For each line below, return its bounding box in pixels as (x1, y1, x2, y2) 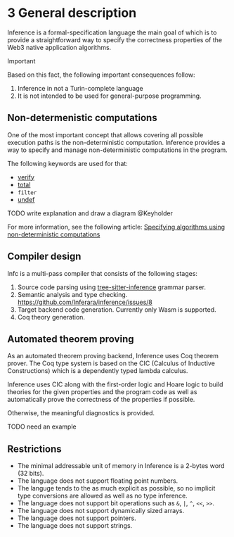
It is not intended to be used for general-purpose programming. (17, 91, 202, 100)
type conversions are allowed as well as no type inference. (17, 491, 188, 500)
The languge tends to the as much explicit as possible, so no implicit (17, 484, 216, 493)
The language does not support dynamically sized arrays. (17, 507, 185, 515)
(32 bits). (17, 469, 44, 478)
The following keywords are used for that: (7, 159, 128, 168)
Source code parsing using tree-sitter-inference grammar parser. (17, 283, 206, 291)
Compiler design (7, 251, 82, 263)
